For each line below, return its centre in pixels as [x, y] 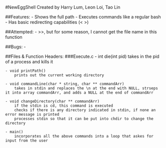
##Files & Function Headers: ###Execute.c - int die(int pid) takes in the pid [82, 56]
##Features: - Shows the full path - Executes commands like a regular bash [83, 17]
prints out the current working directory [59, 75]
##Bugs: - [16, 47]
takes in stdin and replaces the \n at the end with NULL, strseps [86, 88]
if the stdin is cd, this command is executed [64, 106]
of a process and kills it [29, 62]
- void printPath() [26, 71]
